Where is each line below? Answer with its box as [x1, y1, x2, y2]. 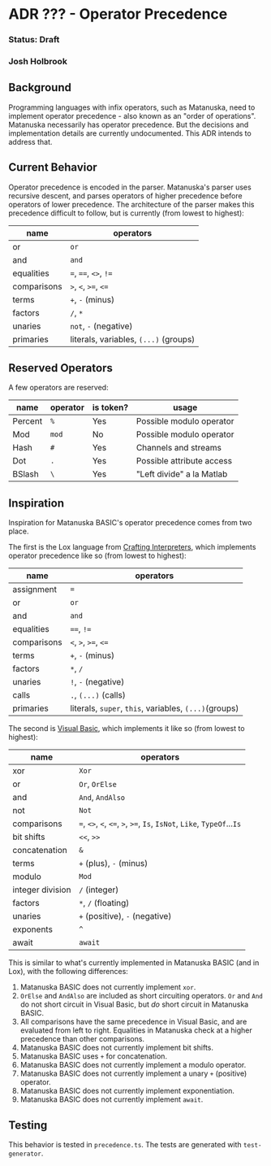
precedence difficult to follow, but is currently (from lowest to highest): [8, 208, 245, 218]
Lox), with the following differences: [8, 967, 128, 977]
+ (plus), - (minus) [79, 858, 148, 869]
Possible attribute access [135, 455, 233, 467]
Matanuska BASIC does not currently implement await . [19, 1094, 204, 1104]
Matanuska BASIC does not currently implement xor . [19, 982, 196, 992]
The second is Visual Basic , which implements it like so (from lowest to [8, 724, 245, 733]
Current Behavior [8, 160, 97, 175]
